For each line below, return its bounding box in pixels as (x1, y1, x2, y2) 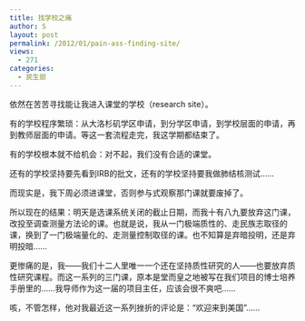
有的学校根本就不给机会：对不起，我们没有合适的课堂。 (9, 148, 216, 159)
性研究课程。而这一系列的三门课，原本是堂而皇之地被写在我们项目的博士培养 (9, 271, 296, 282)
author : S (9, 22, 47, 31)
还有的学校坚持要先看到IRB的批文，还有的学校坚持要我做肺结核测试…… (9, 167, 275, 178)
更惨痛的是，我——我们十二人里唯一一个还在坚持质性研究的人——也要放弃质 (9, 260, 296, 271)
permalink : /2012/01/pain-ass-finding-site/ (9, 38, 181, 48)
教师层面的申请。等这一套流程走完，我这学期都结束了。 (16, 129, 224, 140)
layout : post (9, 30, 59, 39)
